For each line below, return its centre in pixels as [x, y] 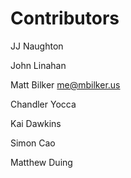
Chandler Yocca [43, 104]
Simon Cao [33, 143]
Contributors [65, 18]
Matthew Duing [41, 162]
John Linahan [38, 65]
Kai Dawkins [36, 123]
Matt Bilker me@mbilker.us [65, 84]
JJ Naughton [37, 46]
